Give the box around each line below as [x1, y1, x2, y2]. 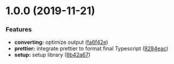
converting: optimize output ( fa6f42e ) [14, 39, 108, 46]
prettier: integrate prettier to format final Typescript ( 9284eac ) [14, 45, 169, 52]
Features [5, 25, 32, 34]
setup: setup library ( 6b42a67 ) [14, 52, 91, 59]
